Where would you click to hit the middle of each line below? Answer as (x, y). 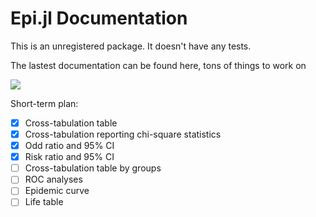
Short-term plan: (44, 103)
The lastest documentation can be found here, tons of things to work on (158, 65)
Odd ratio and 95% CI (69, 146)
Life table (44, 202)
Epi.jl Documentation (99, 18)
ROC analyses (53, 179)
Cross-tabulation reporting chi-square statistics (123, 134)
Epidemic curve (57, 191)
